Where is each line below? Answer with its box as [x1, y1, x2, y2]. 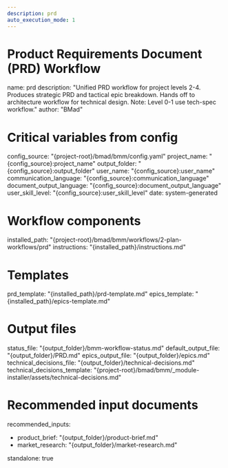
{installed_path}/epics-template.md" [7, 297, 110, 306]
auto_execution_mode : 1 [7, 17, 76, 23]
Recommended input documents [7, 397, 198, 413]
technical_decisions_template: [7, 366, 92, 374]
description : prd [7, 10, 57, 17]
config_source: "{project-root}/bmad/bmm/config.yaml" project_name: [7, 152, 208, 160]
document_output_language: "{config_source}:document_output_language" [7, 182, 222, 190]
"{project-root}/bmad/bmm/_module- [93, 366, 200, 374]
